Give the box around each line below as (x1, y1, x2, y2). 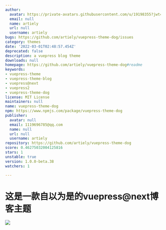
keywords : (5, 67, 26, 72)
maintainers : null (5, 99, 43, 104)
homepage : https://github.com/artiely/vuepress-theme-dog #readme (5, 62, 142, 67)
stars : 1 (5, 150, 23, 155)
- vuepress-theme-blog (5, 76, 52, 81)
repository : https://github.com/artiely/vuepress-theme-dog (5, 140, 132, 146)
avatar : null (9, 117, 37, 123)
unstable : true (5, 154, 37, 159)
